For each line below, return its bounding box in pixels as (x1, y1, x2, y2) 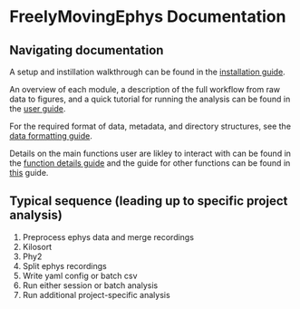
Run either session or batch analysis (22, 279, 159, 291)
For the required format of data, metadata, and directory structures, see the (9, 121, 292, 131)
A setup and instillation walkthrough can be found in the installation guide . (9, 66, 285, 77)
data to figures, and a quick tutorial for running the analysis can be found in (9, 93, 291, 104)
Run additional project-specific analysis (22, 289, 170, 300)
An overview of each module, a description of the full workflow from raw (9, 84, 281, 94)
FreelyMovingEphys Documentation (9, 6, 286, 27)
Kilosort (22, 241, 53, 252)
